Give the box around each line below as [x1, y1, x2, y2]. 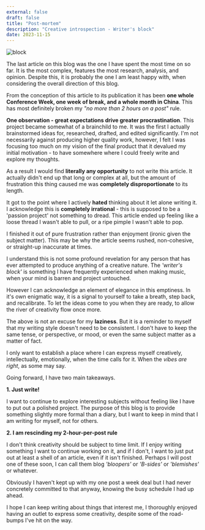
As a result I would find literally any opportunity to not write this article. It [6, 168, 193, 175]
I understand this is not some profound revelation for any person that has [6, 255, 191, 263]
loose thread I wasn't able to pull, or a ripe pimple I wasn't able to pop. [6, 218, 184, 226]
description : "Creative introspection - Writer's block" [6, 26, 155, 32]
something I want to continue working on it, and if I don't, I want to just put [6, 447, 194, 455]
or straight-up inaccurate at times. [6, 243, 93, 251]
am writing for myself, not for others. [6, 417, 99, 425]
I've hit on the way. [25, 517, 73, 524]
